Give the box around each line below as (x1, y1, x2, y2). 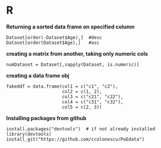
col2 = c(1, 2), (62, 88, 102, 95)
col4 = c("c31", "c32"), (62, 99, 124, 105)
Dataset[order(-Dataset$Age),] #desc (6, 34, 102, 40)
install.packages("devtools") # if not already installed (6, 126, 156, 132)
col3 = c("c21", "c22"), (62, 94, 124, 99)
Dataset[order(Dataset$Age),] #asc (6, 40, 100, 46)
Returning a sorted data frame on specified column (6, 23, 135, 30)
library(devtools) (6, 131, 52, 137)
